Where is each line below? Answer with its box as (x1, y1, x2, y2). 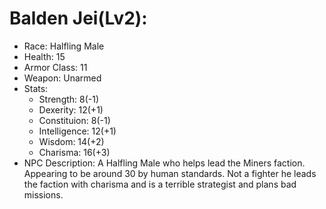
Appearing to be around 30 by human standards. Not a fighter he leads (23, 167, 317, 179)
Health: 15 (23, 50, 66, 62)
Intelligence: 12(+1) (38, 125, 117, 137)
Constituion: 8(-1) (38, 114, 111, 126)
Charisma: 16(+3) (38, 146, 111, 158)
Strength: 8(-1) (38, 93, 100, 105)
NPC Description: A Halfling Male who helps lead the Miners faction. (23, 157, 306, 169)
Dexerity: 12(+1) (38, 103, 104, 116)
